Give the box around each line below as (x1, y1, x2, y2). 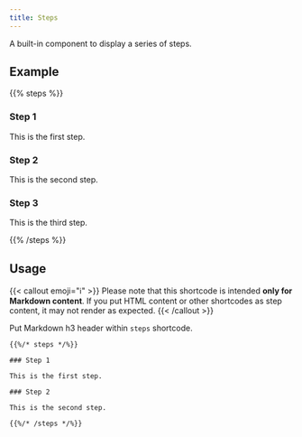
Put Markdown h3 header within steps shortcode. (9, 322, 193, 334)
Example (9, 64, 59, 79)
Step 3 (9, 196, 39, 209)
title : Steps (9, 13, 59, 23)
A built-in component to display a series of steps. (9, 38, 192, 49)
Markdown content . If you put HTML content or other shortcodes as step (9, 295, 282, 307)
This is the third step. (9, 218, 88, 228)
